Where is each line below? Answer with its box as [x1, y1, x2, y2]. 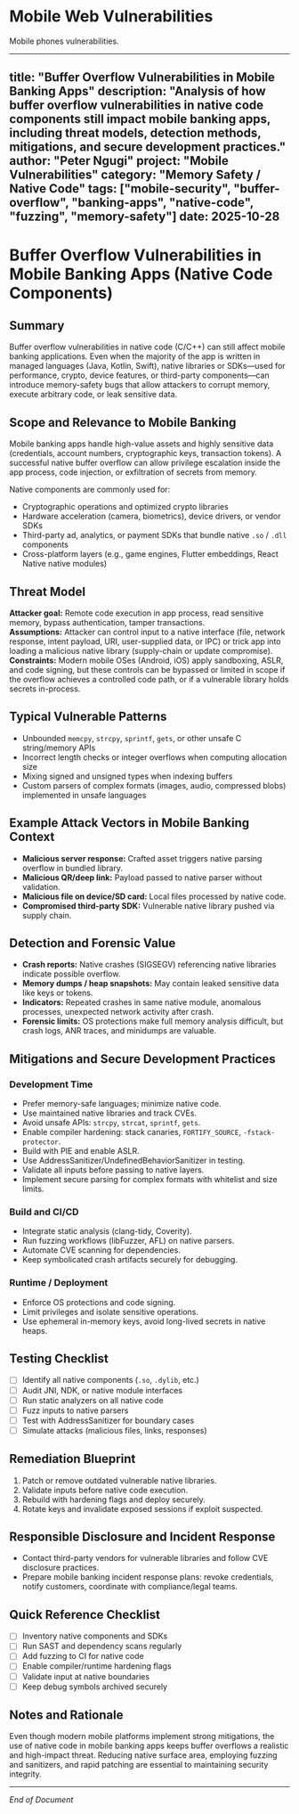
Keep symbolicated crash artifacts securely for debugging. [21, 1254, 238, 1265]
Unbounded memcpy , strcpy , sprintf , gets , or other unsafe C [21, 732, 242, 743]
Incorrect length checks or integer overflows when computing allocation [21, 751, 287, 763]
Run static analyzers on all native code [21, 1394, 164, 1405]
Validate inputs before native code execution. [21, 1484, 189, 1495]
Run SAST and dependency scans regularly [21, 1641, 182, 1652]
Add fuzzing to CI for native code [21, 1651, 144, 1662]
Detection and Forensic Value [9, 936, 176, 951]
